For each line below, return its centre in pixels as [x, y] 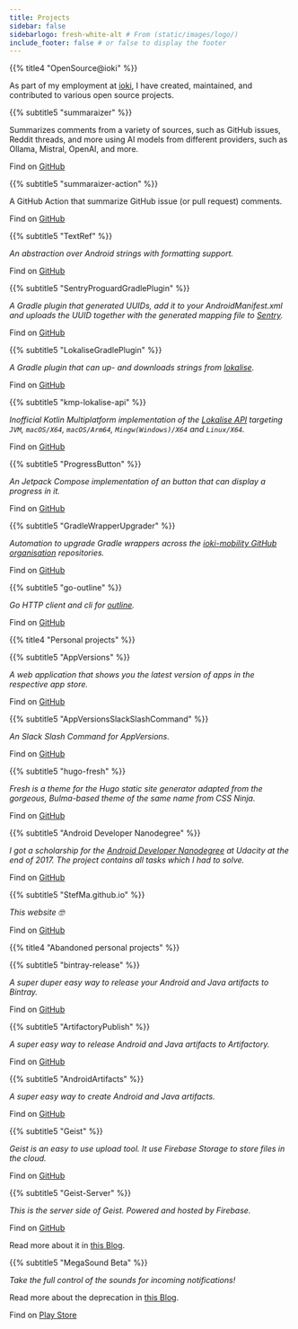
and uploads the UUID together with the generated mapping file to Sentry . [146, 315]
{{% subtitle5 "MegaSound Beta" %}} [79, 1263]
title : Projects [39, 18]
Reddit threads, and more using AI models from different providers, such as [149, 139]
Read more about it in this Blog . [67, 1245]
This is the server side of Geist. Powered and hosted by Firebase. [130, 1210]
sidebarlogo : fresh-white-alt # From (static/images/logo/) [124, 34]
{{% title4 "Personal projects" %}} [73, 640]
